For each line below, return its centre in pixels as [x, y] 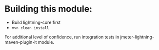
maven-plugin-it [21, 42]
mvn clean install [30, 28]
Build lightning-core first [36, 22]
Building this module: [49, 9]
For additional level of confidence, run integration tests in [62, 37]
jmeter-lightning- [137, 37]
